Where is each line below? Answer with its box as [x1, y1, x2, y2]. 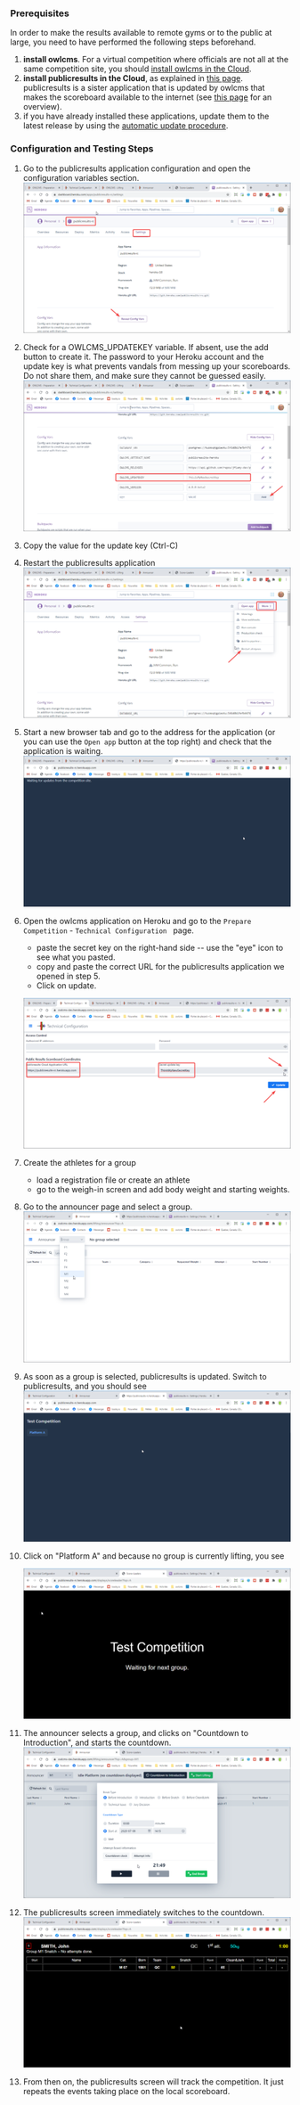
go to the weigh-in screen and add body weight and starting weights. [36, 1184, 290, 1195]
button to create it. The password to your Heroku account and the [22, 351, 264, 363]
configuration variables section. [22, 172, 140, 183]
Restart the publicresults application [22, 557, 156, 568]
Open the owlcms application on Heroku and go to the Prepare [22, 915, 252, 926]
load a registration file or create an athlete [36, 1175, 191, 1185]
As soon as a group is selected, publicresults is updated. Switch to [22, 1372, 267, 1382]
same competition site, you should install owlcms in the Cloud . [22, 63, 252, 74]
